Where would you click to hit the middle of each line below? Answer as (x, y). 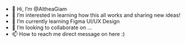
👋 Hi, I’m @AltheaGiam (39, 9)
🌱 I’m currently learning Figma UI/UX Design (66, 21)
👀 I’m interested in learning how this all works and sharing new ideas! (96, 15)
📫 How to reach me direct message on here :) (68, 34)
